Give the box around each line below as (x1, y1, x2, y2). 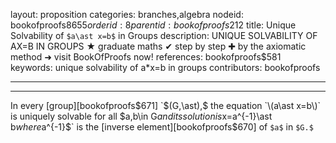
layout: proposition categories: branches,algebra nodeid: (10, 9, 244, 20)
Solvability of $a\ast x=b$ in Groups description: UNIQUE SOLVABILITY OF (10, 30, 318, 41)
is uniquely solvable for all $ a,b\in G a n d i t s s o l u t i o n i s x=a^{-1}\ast (10, 110, 273, 122)
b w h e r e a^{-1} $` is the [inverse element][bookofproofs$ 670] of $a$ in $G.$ (10, 121, 314, 133)
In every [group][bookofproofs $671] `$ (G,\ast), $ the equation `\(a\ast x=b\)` (10, 100, 322, 111)
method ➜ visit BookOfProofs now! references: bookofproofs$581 (10, 51, 282, 63)
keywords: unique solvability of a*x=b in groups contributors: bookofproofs (10, 62, 321, 73)
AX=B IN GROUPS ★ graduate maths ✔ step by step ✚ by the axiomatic (10, 40, 307, 52)
